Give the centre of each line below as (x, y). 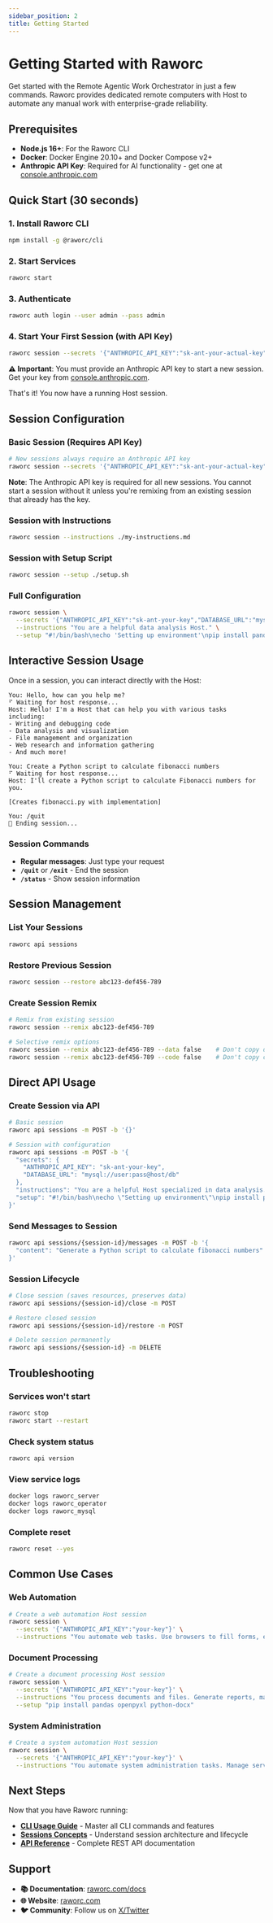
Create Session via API (54, 1105)
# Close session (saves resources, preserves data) (97, 1295)
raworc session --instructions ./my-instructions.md (100, 538)
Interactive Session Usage (76, 661)
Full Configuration (45, 596)
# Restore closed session (52, 1318)
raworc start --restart (49, 1420)
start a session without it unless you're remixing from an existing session (130, 491)
